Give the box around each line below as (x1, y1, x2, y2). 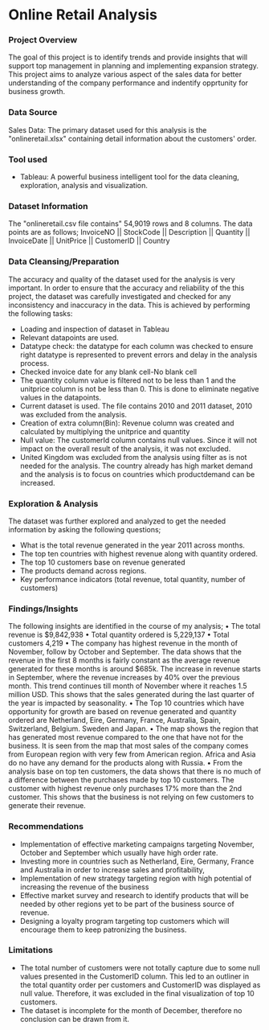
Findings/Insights (8, 603, 79, 614)
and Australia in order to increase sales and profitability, (19, 864, 205, 874)
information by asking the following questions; (8, 524, 161, 534)
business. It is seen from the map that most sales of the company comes (8, 741, 249, 751)
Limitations (8, 945, 54, 956)
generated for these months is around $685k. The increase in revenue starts (8, 664, 261, 674)
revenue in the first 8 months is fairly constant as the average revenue (8, 655, 241, 665)
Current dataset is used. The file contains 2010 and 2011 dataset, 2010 (19, 400, 253, 411)
